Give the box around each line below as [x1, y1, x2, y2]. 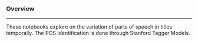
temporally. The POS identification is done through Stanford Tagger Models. [6, 30, 190, 37]
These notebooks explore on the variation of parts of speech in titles [6, 23, 173, 30]
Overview [6, 5, 35, 13]
